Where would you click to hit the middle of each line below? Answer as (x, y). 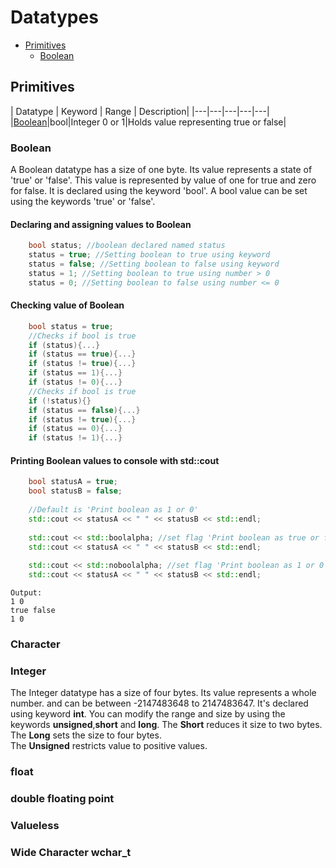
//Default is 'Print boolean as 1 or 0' (113, 510)
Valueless (35, 826)
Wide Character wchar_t (71, 852)
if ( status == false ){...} (84, 410)
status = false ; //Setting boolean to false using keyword (154, 264)
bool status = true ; (71, 326)
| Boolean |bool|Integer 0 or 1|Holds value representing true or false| (148, 122)
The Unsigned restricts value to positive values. (109, 746)
